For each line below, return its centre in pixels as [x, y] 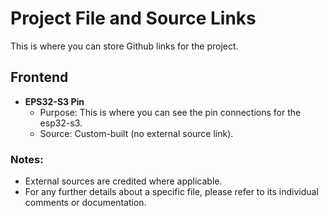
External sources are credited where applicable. [123, 181]
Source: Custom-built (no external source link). [136, 133]
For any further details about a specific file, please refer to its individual [171, 192]
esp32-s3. [61, 123]
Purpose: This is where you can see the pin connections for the [170, 112]
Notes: [27, 159]
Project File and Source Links [133, 18]
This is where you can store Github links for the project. [124, 46]
